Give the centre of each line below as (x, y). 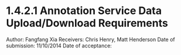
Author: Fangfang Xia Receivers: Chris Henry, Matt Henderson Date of (91, 39)
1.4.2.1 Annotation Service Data (84, 11)
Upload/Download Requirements (87, 23)
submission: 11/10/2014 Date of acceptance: (59, 46)
